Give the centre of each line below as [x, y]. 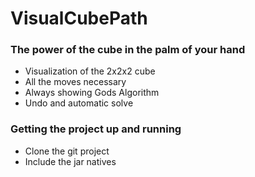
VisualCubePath [79, 18]
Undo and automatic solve [79, 103]
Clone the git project [67, 151]
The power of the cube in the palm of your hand [128, 50]
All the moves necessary [75, 82]
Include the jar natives [70, 161]
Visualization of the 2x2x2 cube [90, 71]
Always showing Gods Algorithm [92, 93]
